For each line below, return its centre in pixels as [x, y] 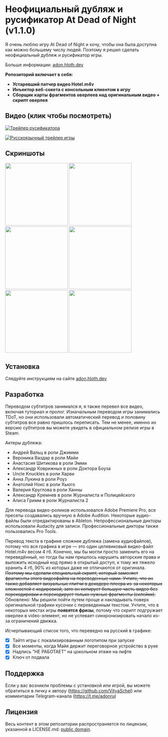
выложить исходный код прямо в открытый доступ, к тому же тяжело [80, 563]
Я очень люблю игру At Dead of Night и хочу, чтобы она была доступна [81, 44]
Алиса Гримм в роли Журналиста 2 [50, 501]
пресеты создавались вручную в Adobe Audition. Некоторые [70, 516]
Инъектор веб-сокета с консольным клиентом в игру [71, 89]
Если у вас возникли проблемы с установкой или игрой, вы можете [78, 685]
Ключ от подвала [31, 657]
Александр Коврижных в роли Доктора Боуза [61, 468]
